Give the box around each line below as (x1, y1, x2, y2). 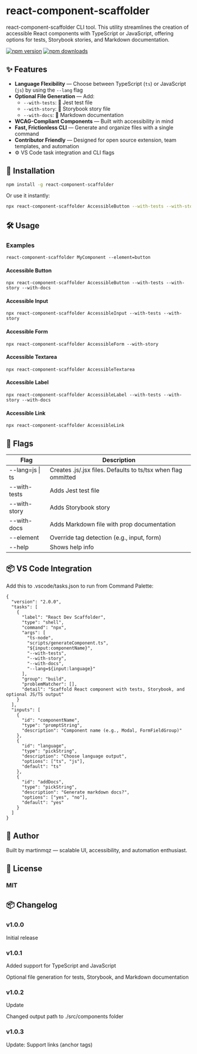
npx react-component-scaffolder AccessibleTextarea (6, 366, 135, 372)
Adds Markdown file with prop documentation (49, 521, 176, 529)
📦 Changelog (6, 900, 57, 910)
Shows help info (49, 543, 94, 551)
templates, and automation (14, 142, 79, 149)
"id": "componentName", (21, 717, 80, 723)
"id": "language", (21, 743, 67, 749)
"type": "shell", (21, 619, 64, 625)
